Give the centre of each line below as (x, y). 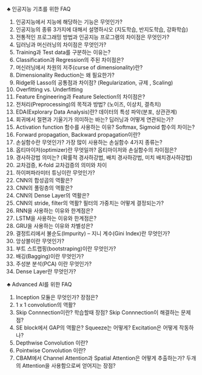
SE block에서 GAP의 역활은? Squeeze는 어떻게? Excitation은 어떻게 (97, 328)
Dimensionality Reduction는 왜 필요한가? (65, 75)
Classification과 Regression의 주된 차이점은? (70, 60)
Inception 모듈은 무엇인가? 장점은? (57, 297)
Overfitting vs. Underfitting (49, 89)
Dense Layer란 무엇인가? (46, 271)
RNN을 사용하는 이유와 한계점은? (54, 211)
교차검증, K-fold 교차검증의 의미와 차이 (61, 165)
